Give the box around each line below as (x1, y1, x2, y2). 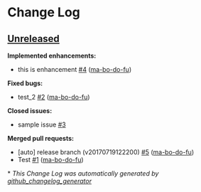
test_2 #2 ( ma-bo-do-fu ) (17, 93, 90, 101)
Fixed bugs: (7, 79, 43, 87)
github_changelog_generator (7, 177, 92, 185)
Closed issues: (7, 107, 53, 114)
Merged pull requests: (7, 134, 75, 142)
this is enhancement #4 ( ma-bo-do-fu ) (17, 65, 132, 73)
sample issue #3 (17, 120, 66, 129)
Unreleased (7, 33, 60, 45)
